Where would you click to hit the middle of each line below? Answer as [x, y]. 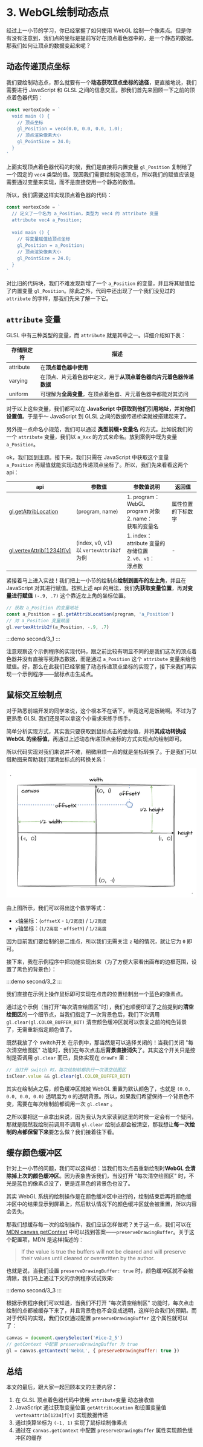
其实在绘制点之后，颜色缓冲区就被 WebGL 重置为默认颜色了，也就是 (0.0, [98, 1089]
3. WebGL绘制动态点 [58, 12]
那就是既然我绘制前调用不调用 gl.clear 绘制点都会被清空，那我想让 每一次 [98, 1124]
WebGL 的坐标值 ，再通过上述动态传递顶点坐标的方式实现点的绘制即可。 [96, 739]
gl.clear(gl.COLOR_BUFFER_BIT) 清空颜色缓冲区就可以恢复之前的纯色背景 [97, 1022]
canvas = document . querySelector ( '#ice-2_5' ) [64, 1338]
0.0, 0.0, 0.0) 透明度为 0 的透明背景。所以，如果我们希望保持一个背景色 [98, 1096]
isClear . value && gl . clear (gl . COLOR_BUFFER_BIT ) [69, 1076]
